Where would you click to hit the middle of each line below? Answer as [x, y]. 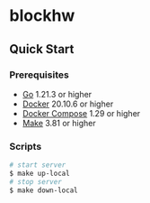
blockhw [42, 16]
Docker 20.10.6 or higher [68, 104]
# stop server [36, 181]
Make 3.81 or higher [59, 123]
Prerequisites [39, 75]
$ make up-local [40, 174]
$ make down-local [44, 190]
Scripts [26, 146]
